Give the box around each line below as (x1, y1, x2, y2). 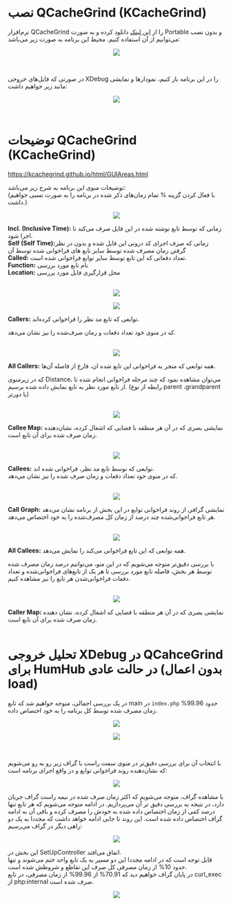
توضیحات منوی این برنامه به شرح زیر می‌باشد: (8, 183, 126, 191)
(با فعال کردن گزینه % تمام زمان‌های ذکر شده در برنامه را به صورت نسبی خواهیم (8, 190, 216, 199)
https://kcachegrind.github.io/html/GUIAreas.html (8, 170, 149, 178)
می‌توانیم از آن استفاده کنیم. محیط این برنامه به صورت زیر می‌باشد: (8, 34, 181, 43)
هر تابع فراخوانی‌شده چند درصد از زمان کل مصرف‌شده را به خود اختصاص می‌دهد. (8, 513, 216, 521)
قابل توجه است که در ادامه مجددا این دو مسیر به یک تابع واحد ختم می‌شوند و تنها (8, 855, 212, 864)
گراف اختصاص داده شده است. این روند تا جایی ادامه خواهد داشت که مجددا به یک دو (8, 814, 223, 822)
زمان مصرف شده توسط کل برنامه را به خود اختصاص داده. (8, 706, 158, 715)
